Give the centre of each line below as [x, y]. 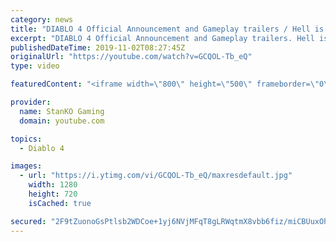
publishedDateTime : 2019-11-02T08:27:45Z [98, 47]
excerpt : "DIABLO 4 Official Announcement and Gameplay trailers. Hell [162, 38]
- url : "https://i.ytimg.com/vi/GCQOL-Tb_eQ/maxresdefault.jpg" [156, 176]
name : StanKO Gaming [62, 111]
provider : [31, 102]
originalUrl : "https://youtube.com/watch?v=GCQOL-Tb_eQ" [131, 57]
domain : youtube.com [62, 121]
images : [26, 166]
